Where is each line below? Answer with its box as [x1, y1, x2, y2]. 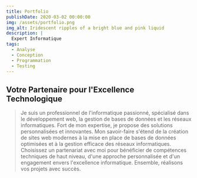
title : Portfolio [6, 8, 49, 15]
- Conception [11, 52, 44, 58]
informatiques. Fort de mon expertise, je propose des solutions [20, 122, 173, 129]
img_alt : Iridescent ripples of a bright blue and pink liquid [6, 25, 165, 31]
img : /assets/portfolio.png [6, 19, 75, 25]
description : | [6, 30, 44, 36]
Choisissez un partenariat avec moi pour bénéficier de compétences [20, 147, 187, 154]
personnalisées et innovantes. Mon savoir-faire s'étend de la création [20, 128, 189, 135]
